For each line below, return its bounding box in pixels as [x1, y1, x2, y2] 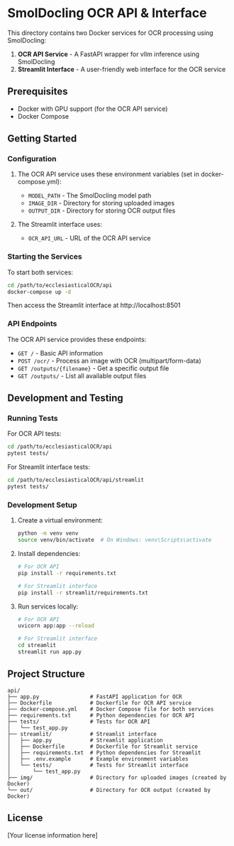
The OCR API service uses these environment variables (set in [17, 170, 200, 178]
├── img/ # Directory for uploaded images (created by [7, 773, 227, 781]
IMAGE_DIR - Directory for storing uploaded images [28, 199, 175, 208]
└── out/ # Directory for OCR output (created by [7, 786, 211, 793]
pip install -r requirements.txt [17, 569, 117, 577]
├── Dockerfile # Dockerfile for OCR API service [7, 699, 192, 707]
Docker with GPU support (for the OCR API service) [17, 105, 168, 113]
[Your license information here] [7, 830, 98, 840]
